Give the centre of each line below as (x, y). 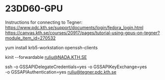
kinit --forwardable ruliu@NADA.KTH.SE (46, 57)
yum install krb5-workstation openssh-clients (52, 47)
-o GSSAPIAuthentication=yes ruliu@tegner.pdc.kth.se (61, 72)
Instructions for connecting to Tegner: (44, 22)
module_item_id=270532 (30, 38)
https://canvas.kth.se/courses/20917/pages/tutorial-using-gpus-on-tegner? (82, 33)
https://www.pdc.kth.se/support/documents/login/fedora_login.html (74, 27)
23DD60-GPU (34, 9)
